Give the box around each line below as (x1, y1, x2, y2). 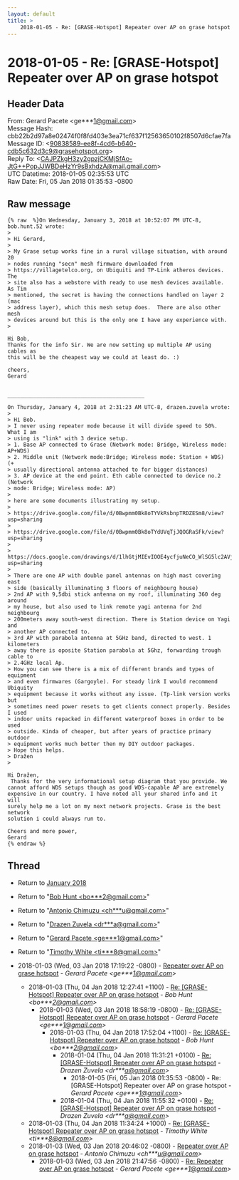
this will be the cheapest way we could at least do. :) (7, 354, 180, 361)
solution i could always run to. (7, 815, 107, 823)
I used (7, 710, 27, 717)
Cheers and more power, (7, 828, 78, 835)
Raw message (7, 197, 71, 210)
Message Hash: (7, 124, 53, 133)
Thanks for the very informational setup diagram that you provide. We (10, 778, 228, 785)
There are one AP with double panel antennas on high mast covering (14, 572, 221, 579)
